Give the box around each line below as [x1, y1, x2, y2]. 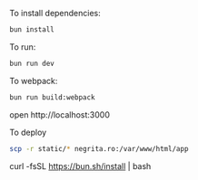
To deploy [9, 127, 47, 137]
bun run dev [9, 59, 54, 68]
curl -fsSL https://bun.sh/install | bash [9, 160, 152, 171]
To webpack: [9, 75, 58, 86]
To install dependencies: [9, 8, 102, 18]
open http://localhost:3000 [9, 109, 111, 120]
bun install [9, 25, 54, 34]
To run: [9, 41, 36, 52]
